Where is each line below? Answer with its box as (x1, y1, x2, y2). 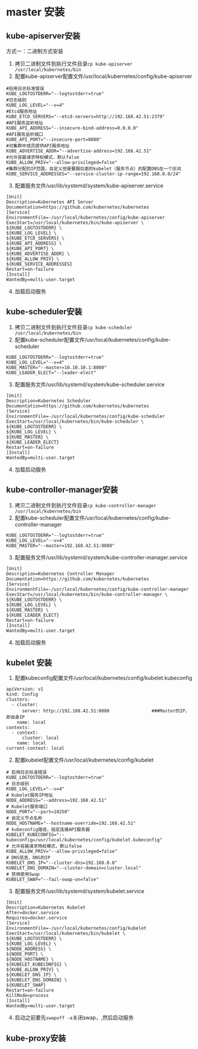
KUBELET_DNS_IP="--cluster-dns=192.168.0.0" (6, 860, 118, 866)
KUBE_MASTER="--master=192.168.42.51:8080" (6, 542, 115, 549)
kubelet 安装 (6, 658, 52, 668)
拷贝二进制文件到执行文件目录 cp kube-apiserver (14, 60, 133, 67)
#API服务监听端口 (6, 131, 43, 137)
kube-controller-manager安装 (6, 485, 118, 495)
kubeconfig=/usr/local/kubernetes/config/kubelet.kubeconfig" (6, 837, 163, 843)
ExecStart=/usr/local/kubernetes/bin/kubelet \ (6, 931, 126, 937)
